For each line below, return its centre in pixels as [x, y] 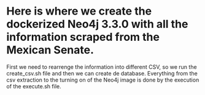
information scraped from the [83, 37]
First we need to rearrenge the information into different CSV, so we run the [102, 67]
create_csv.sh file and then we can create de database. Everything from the [102, 73]
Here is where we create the [79, 11]
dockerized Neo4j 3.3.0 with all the [97, 24]
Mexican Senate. [50, 50]
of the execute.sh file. [34, 86]
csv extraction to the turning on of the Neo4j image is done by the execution [103, 80]
